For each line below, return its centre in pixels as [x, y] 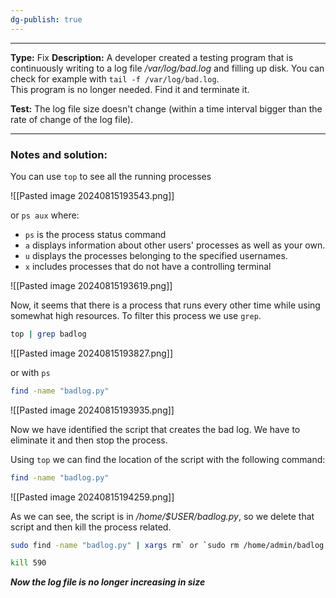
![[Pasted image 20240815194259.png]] [92, 497]
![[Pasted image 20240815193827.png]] [92, 353]
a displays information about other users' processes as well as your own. [175, 245]
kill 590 [28, 563]
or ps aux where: [45, 215]
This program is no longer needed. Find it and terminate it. [130, 89]
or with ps [30, 372]
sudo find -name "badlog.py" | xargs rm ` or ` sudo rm [125, 545]
